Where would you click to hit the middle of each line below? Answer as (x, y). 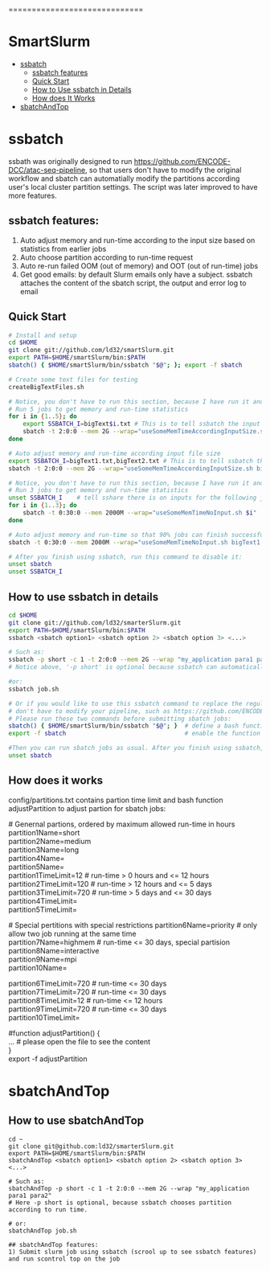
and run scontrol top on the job (64, 1259)
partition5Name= (37, 867)
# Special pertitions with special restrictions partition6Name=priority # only (133, 925)
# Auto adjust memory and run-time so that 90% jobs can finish (118, 535)
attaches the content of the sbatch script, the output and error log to (133, 283)
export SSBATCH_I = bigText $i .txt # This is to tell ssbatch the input (142, 424)
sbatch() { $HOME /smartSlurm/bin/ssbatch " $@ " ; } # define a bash (124, 726)
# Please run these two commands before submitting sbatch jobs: (120, 719)
